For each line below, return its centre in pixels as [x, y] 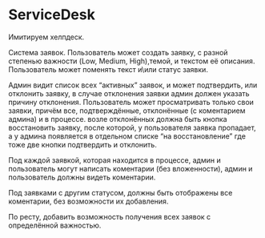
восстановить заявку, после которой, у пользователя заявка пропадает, [132, 127]
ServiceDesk [52, 15]
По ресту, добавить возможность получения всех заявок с [110, 216]
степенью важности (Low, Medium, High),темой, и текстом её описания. [132, 61]
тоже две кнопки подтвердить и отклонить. [83, 144]
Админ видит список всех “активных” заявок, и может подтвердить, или [133, 85]
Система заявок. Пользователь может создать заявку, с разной [118, 52]
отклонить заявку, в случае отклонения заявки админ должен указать [129, 93]
